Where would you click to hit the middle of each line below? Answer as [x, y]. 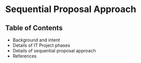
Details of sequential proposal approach [54, 51]
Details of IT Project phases [41, 45]
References [25, 56]
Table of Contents [34, 28]
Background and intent [36, 40]
